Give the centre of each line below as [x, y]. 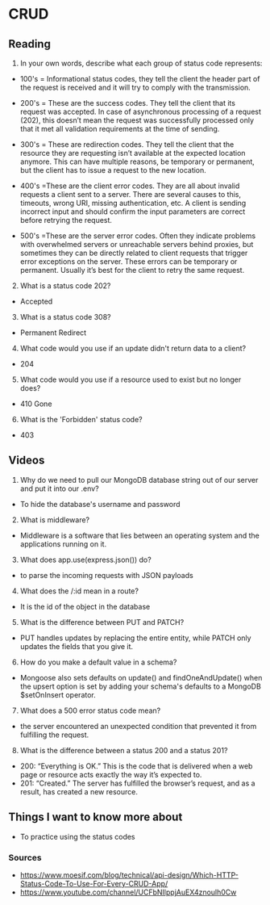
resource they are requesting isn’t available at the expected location [133, 153]
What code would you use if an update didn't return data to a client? [133, 348]
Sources [25, 857]
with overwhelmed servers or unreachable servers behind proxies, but [137, 244]
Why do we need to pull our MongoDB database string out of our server [139, 480]
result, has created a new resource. [79, 791]
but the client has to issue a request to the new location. [113, 170]
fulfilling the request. [54, 735]
